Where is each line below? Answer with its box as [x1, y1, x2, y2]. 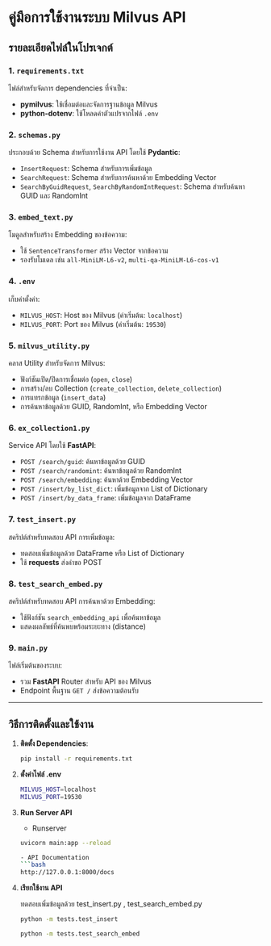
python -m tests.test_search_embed [19, 930, 140, 938]
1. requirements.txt [8, 65, 85, 76]
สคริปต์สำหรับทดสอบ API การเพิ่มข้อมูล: [8, 532, 115, 542]
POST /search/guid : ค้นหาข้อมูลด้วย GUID [19, 457, 146, 467]
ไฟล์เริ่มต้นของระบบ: [8, 660, 63, 670]
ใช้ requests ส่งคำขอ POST [19, 557, 102, 567]
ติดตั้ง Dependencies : [19, 739, 89, 748]
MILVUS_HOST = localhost [19, 785, 97, 793]
